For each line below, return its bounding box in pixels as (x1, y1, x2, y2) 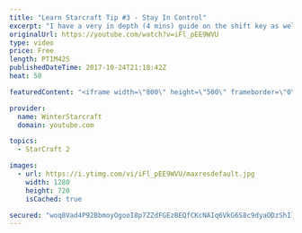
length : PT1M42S (9, 55, 70, 64)
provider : (9, 104, 47, 113)
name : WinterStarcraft (17, 112, 102, 121)
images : (9, 161, 39, 170)
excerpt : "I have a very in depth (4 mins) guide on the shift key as (9, 22, 280, 30)
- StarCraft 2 (17, 145, 70, 154)
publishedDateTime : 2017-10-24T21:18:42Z (9, 64, 167, 73)
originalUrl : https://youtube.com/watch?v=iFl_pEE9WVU (9, 30, 219, 39)
